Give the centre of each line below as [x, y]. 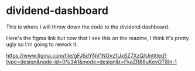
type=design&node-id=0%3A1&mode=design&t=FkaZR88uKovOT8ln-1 [92, 62]
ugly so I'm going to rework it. [42, 44]
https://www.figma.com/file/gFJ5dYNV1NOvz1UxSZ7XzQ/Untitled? [86, 55]
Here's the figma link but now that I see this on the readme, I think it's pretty [97, 38]
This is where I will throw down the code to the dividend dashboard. [88, 27]
